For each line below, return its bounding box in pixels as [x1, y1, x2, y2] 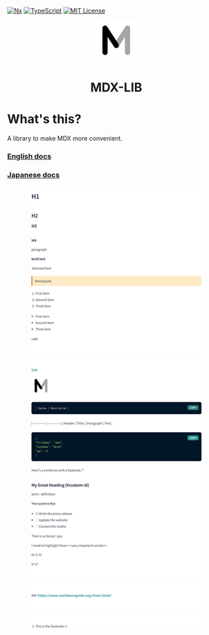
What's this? [7, 111, 82, 127]
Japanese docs [7, 170, 60, 179]
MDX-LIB [90, 80, 143, 96]
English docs [7, 152, 52, 161]
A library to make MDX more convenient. [7, 134, 123, 143]
